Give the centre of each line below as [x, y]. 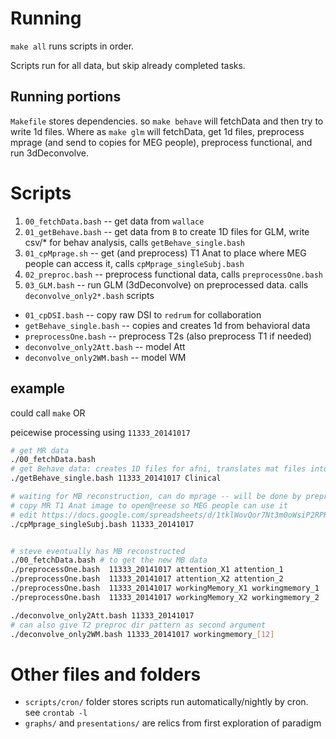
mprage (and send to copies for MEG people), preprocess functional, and [161, 142]
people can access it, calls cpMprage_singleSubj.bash [134, 263]
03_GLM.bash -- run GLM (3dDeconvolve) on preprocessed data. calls [166, 284]
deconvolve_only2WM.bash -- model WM [105, 357]
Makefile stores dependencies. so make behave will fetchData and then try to [167, 121]
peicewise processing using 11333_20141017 [100, 432]
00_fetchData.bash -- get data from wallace [114, 221]
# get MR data [40, 450]
